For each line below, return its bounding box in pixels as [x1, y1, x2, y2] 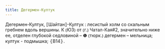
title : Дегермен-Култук [5, 7, 55, 13]
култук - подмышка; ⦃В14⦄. [5, 38, 65, 44]
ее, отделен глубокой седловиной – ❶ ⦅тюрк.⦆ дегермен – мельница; [5, 32, 153, 38]
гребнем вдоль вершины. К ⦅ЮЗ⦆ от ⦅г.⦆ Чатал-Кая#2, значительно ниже [5, 26, 160, 33]
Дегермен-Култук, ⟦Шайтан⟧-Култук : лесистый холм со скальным [5, 21, 150, 27]
